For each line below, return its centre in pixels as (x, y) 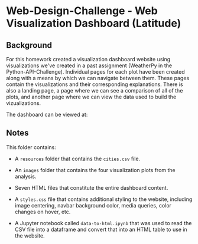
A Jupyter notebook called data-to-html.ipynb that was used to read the (103, 223)
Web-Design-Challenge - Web (82, 11)
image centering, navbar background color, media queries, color (93, 205)
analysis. (25, 176)
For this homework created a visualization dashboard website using (88, 59)
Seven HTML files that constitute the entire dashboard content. (91, 187)
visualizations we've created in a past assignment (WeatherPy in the (89, 65)
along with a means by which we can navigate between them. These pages (98, 78)
